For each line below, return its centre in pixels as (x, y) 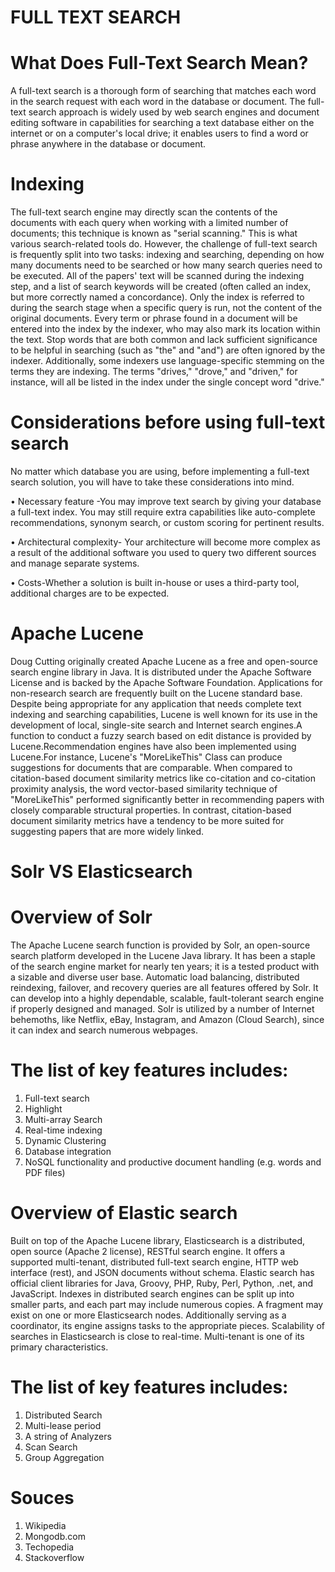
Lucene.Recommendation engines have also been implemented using (153, 746)
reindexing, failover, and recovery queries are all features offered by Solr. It (164, 988)
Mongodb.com (55, 1536)
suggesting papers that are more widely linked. (107, 831)
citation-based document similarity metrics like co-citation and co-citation (163, 778)
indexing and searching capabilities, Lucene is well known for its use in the (164, 714)
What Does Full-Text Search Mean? (159, 63)
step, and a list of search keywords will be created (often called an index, (161, 287)
